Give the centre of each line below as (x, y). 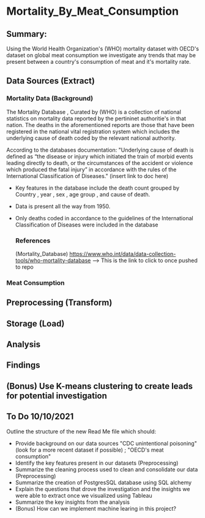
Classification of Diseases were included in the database (87, 225)
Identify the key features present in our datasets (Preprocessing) (97, 463)
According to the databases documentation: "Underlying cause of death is (100, 150)
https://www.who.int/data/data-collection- (123, 253)
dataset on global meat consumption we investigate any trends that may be (101, 55)
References (33, 241)
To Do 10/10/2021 (40, 416)
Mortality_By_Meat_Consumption (93, 11)
